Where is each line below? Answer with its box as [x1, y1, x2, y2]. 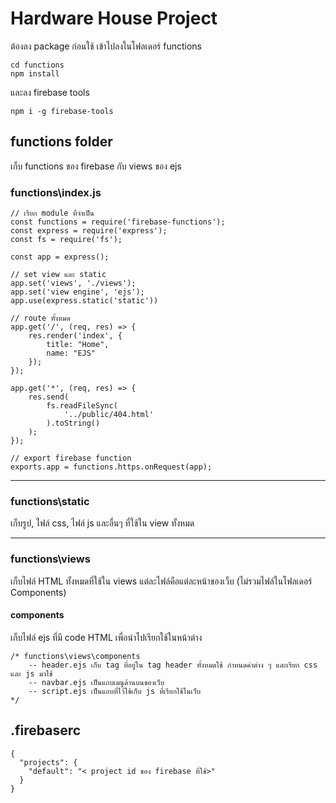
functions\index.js [10, 185, 102, 199]
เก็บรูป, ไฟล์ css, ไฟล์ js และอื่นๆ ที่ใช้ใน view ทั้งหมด [10, 517, 195, 529]
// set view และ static [10, 270, 107, 280]
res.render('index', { [28, 331, 123, 341]
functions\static [10, 494, 90, 508]
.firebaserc [10, 722, 82, 739]
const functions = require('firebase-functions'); [10, 217, 226, 227]
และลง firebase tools [10, 86, 90, 98]
